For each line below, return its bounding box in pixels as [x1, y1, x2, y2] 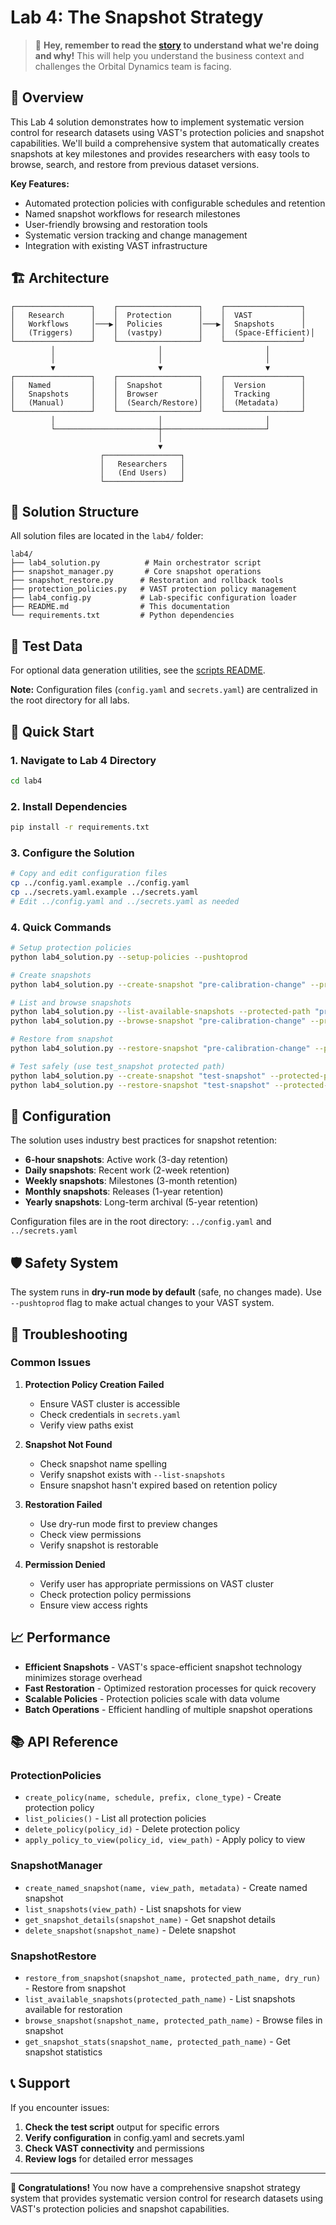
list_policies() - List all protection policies [24, 1812, 207, 1825]
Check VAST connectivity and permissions [24, 2142, 205, 2154]
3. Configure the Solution [10, 846, 135, 860]
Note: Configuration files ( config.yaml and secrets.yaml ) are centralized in [10, 684, 318, 696]
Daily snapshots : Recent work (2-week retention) [24, 1164, 230, 1176]
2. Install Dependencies [10, 799, 128, 813]
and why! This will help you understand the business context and [34, 49, 305, 61]
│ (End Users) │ [99, 467, 186, 478]
